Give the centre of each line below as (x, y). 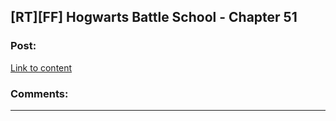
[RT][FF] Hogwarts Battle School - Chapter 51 (154, 17)
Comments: (39, 93)
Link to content (41, 67)
